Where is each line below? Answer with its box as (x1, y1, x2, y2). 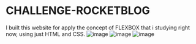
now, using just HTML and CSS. (6, 30, 86, 37)
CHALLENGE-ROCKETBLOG (6, 4, 151, 18)
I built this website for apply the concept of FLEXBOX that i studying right (6, 24, 190, 31)
